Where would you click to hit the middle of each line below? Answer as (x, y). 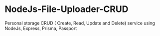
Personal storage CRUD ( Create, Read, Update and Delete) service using (80, 23)
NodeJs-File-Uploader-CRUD (67, 9)
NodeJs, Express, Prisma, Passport (41, 28)
